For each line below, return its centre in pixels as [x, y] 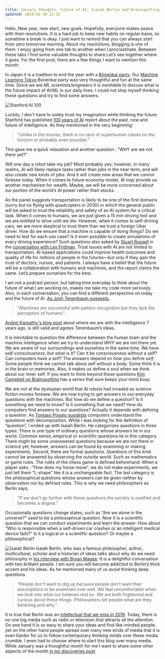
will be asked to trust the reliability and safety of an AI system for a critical [80, 210]
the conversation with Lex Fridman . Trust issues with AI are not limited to [79, 247]
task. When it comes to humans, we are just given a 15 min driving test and [81, 215]
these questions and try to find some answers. [52, 95]
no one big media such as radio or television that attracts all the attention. [80, 620]
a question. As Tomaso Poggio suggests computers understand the [73, 415]
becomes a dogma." [37, 503]
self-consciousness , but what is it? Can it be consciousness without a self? [81, 353]
